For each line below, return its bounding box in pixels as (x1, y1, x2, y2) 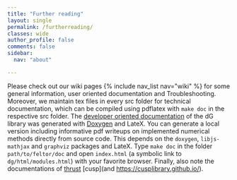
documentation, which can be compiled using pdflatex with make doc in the (7, 104, 225, 113)
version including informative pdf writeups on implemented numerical (7, 126, 210, 135)
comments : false (7, 43, 55, 50)
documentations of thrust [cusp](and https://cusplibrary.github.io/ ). (7, 164, 204, 173)
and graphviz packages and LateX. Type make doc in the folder (31, 142, 213, 150)
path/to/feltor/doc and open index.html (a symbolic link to (7, 149, 182, 157)
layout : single (7, 17, 52, 24)
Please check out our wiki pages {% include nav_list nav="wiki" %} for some (7, 82, 231, 90)
